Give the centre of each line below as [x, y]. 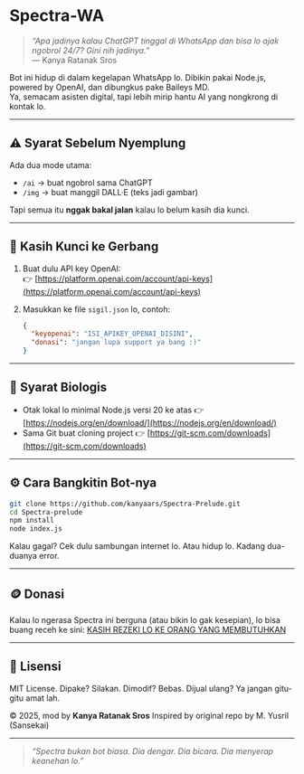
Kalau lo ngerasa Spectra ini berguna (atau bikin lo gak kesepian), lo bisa [145, 620]
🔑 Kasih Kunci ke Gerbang [84, 246]
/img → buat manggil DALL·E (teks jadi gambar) [110, 192]
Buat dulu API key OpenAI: [71, 269]
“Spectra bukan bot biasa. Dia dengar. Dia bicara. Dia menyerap [152, 750]
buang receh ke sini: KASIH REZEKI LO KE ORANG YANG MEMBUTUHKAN [148, 630]
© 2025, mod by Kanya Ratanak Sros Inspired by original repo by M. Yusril [149, 715]
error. [49, 556]
